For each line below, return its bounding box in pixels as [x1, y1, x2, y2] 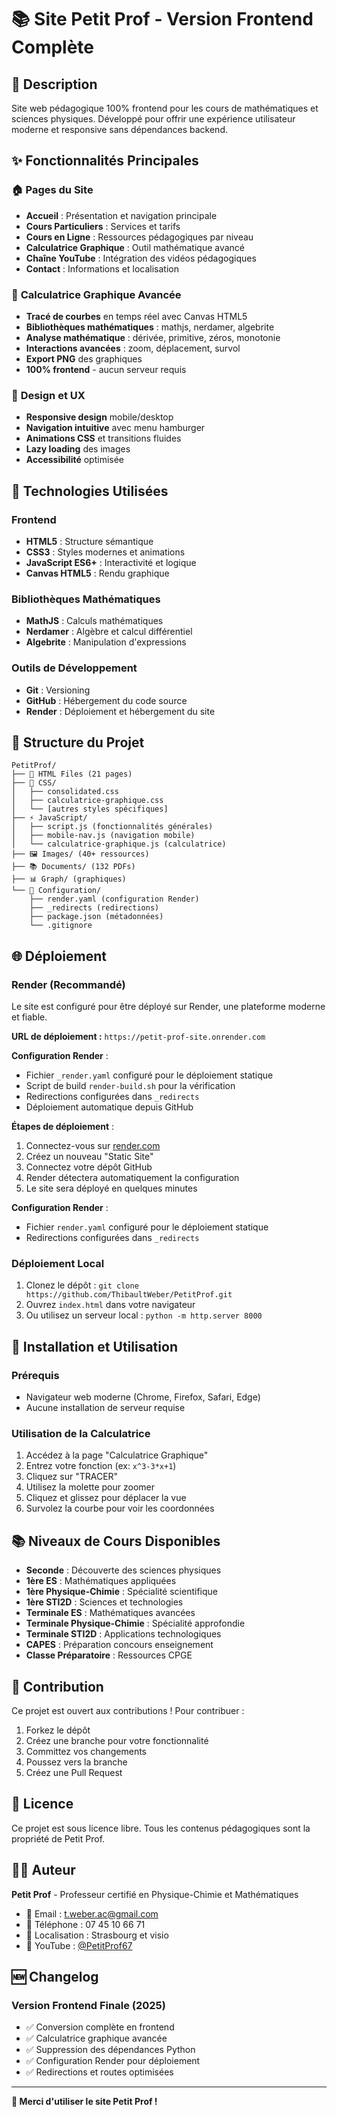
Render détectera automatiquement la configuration [25, 1172, 240, 1184]
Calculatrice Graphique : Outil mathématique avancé [25, 241, 246, 253]
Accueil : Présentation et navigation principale [25, 209, 218, 221]
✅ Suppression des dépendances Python [25, 2044, 196, 2056]
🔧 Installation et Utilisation [11, 1338, 178, 1355]
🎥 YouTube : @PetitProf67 [25, 1939, 133, 1951]
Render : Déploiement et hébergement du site [25, 705, 216, 717]
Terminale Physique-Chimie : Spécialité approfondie [25, 1617, 246, 1630]
